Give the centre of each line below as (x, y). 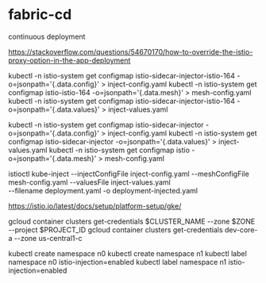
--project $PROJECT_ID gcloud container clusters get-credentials (116, 229)
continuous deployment (47, 36)
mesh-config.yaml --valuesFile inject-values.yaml (89, 182)
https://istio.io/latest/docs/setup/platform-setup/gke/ (95, 206)
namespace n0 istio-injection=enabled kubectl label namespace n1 (118, 262)
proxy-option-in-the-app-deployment (69, 60)
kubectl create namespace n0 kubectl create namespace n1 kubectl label (128, 253)
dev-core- (241, 229)
